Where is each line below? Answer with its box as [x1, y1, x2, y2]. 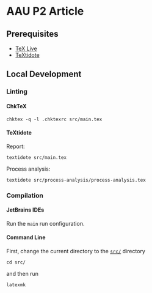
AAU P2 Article [6, 4, 84, 18]
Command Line [6, 234, 46, 241]
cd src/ [6, 259, 26, 265]
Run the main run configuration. [6, 220, 85, 227]
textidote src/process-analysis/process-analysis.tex [6, 177, 147, 183]
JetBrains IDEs [6, 206, 45, 213]
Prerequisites [6, 29, 59, 39]
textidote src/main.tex [6, 154, 67, 160]
